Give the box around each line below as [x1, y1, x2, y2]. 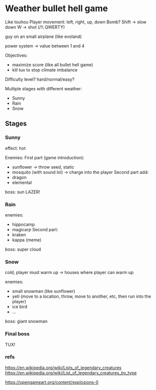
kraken [12, 232, 26, 237]
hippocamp [12, 221, 35, 227]
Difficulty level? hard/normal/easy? [5, 76, 75, 82]
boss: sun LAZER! [5, 189, 40, 195]
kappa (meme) [12, 237, 42, 243]
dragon [12, 174, 27, 180]
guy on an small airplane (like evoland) [5, 34, 82, 39]
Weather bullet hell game [5, 3, 108, 14]
